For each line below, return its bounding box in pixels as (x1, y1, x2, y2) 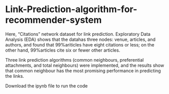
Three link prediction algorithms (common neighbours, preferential (5, 57, 144, 63)
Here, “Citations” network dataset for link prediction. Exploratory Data (5, 31, 151, 37)
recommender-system (5, 14, 102, 26)
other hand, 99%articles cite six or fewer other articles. (5, 47, 120, 53)
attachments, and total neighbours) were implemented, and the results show (5, 62, 164, 68)
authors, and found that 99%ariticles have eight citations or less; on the (5, 41, 154, 48)
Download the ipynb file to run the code (5, 82, 88, 89)
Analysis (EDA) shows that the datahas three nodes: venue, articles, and (5, 36, 156, 42)
